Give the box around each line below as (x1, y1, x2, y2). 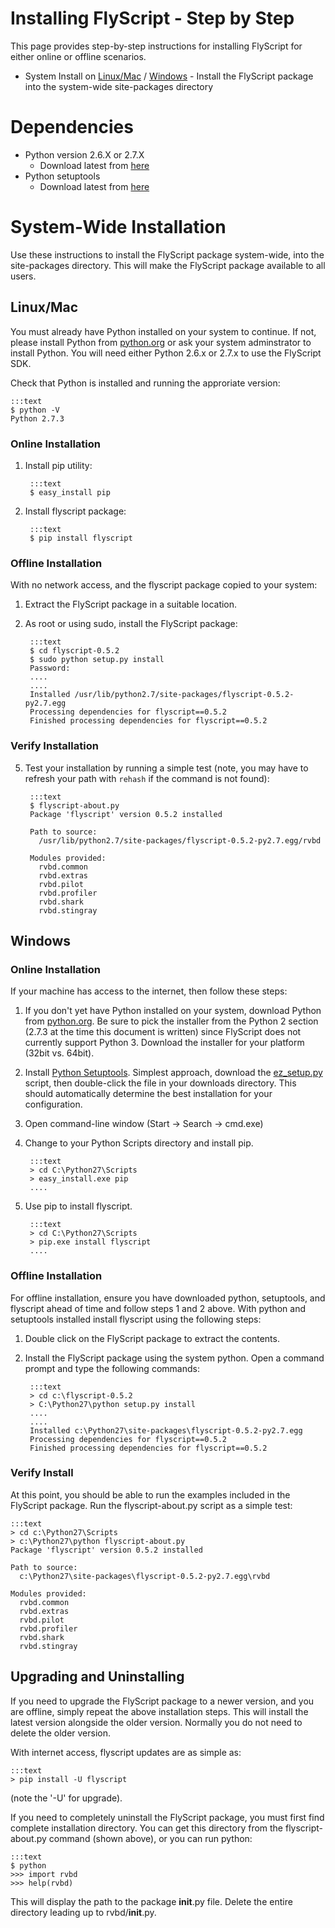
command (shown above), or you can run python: (48, 1832, 253, 1844)
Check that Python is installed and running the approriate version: (10, 377, 281, 389)
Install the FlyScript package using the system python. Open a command (24, 1352, 325, 1364)
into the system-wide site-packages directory (24, 80, 214, 92)
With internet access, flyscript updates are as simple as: (10, 1746, 242, 1758)
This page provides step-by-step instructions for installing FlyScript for (10, 40, 303, 52)
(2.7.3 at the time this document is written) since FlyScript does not (24, 1026, 302, 1038)
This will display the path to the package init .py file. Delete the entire (10, 1895, 293, 1907)
